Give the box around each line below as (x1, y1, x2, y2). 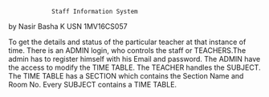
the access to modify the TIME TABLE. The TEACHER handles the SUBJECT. (8, 63, 261, 72)
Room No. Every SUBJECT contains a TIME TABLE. (8, 80, 177, 89)
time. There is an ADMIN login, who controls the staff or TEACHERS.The (8, 46, 247, 55)
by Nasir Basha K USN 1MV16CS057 (8, 22, 128, 31)
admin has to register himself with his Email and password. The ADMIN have (8, 55, 261, 63)
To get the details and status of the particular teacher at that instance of (8, 37, 247, 46)
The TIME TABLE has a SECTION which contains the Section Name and (8, 71, 244, 80)
